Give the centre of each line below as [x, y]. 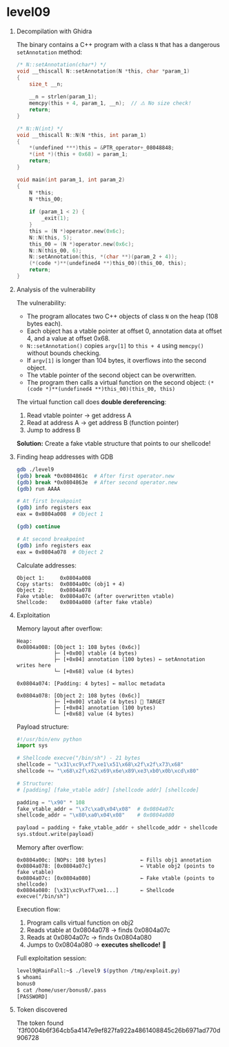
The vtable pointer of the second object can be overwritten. [112, 375]
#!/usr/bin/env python [49, 739]
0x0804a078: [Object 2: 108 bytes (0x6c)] [78, 695]
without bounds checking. [64, 353]
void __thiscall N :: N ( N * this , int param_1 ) [81, 135]
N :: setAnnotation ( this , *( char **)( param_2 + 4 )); [103, 257]
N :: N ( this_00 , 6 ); [56, 251]
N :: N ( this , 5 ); [51, 237]
